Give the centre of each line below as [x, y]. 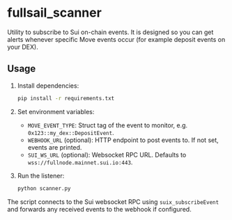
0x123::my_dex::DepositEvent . [71, 132]
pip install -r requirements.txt [66, 98]
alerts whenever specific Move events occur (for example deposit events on [116, 39]
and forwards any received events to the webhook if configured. [99, 209]
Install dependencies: [48, 86]
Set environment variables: [56, 111]
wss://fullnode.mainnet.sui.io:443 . [80, 162]
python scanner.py [44, 188]
